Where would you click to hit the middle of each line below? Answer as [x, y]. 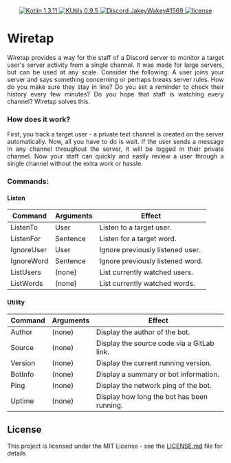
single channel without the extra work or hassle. [75, 164]
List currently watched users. [146, 272]
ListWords [27, 284]
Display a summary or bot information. [158, 374]
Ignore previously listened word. [151, 261]
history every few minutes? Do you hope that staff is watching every [115, 94]
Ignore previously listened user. [150, 250]
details [16, 453]
